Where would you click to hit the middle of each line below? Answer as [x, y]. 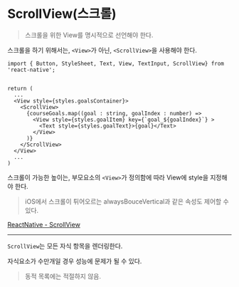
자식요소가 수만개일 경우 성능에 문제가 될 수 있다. [75, 261]
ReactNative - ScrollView [44, 224]
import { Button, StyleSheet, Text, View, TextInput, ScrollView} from [116, 63]
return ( [20, 88]
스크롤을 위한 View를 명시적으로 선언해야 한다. [89, 35]
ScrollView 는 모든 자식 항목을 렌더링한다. [65, 246]
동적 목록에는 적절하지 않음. [63, 276]
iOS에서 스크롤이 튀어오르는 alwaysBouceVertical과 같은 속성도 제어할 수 [127, 201]
